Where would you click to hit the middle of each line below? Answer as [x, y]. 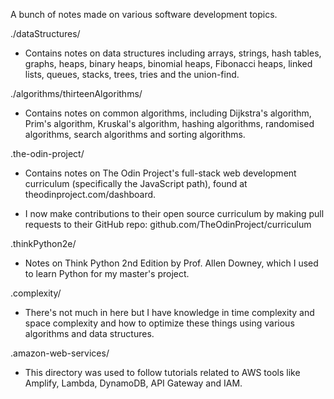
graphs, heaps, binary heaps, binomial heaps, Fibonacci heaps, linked [168, 63]
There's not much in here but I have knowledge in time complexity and [169, 312]
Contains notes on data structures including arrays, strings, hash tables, [173, 53]
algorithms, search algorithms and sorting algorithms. [135, 134]
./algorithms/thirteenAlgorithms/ [76, 93]
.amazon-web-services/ [60, 353]
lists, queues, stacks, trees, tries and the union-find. [132, 74]
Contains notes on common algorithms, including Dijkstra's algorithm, [168, 113]
